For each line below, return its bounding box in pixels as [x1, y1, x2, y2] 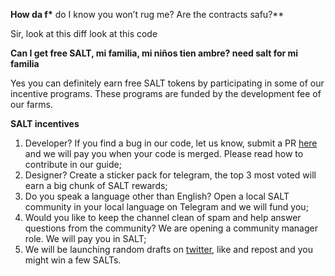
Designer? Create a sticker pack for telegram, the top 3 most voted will [24, 169, 317, 181]
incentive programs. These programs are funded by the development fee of [10, 88, 322, 99]
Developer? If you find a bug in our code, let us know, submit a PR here [24, 137, 318, 149]
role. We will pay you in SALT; [24, 233, 147, 244]
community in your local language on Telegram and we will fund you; [24, 201, 309, 213]
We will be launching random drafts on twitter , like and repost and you [24, 244, 313, 255]
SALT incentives [10, 118, 80, 129]
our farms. [10, 99, 53, 110]
